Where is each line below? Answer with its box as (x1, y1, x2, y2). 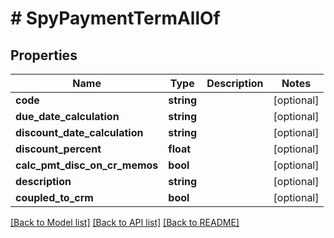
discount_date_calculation (15, 126, 144, 139)
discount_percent (15, 142, 102, 156)
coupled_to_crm (15, 191, 94, 204)
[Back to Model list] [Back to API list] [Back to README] (10, 217, 240, 228)
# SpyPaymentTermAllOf (10, 7, 221, 30)
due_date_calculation (15, 110, 120, 123)
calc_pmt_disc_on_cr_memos (15, 158, 159, 172)
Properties (10, 47, 78, 64)
